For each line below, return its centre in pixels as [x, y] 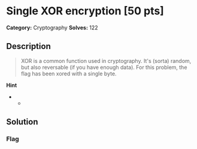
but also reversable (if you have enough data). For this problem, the [104, 67]
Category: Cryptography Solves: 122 [52, 28]
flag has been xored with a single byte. [69, 74]
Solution [22, 122]
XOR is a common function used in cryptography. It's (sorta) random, [106, 60]
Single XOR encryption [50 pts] [85, 11]
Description [28, 46]
